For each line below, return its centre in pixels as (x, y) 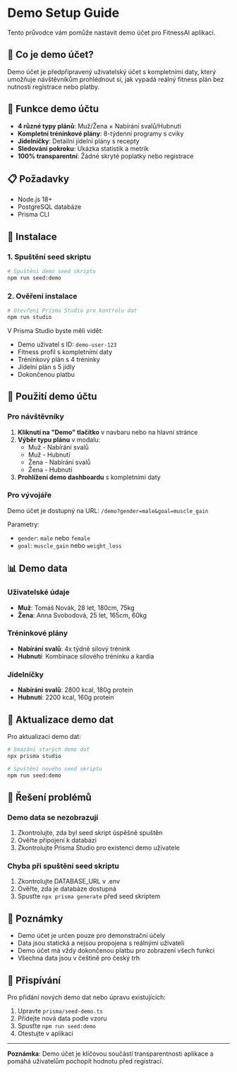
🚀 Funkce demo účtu (53, 109)
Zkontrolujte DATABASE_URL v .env (69, 881)
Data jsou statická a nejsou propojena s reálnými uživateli (101, 943)
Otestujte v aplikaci (45, 1034)
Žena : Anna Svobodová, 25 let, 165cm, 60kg (82, 615)
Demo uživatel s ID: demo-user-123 (67, 344)
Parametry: (24, 524)
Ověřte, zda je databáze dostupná (67, 889)
